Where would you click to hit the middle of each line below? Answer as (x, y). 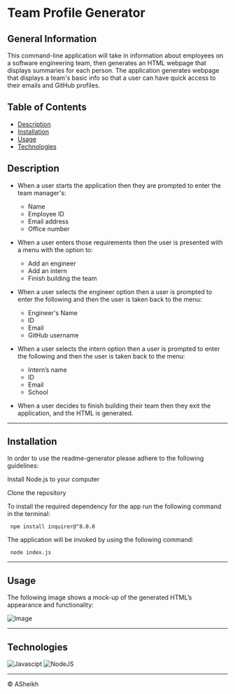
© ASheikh (23, 684)
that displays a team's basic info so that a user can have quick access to (112, 78)
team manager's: (42, 193)
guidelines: (23, 466)
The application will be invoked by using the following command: (100, 540)
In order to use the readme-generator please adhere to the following (106, 458)
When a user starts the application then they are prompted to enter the (119, 185)
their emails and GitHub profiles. (54, 85)
